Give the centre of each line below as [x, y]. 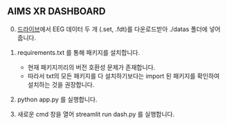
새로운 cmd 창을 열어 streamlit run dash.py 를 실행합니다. [96, 114]
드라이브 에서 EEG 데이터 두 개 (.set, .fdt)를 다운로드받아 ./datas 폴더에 [112, 29]
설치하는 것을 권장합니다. [61, 84]
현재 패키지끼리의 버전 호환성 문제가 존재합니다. [91, 67]
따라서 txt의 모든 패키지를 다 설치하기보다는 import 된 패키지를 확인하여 [124, 76]
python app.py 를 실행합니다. [57, 99]
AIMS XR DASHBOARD [56, 11]
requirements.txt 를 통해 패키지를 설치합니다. [79, 52]
